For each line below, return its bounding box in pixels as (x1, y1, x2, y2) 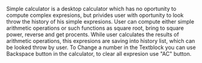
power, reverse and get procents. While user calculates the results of (6, 31, 179, 38)
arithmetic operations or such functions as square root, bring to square (6, 24, 184, 31)
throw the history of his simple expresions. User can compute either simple (6, 18, 195, 25)
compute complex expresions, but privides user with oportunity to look (6, 12, 184, 19)
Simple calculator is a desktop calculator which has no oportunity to (6, 5, 176, 12)
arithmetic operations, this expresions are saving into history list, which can (6, 38, 195, 44)
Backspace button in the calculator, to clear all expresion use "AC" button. (6, 50, 192, 57)
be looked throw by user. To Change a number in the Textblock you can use (6, 44, 196, 51)
